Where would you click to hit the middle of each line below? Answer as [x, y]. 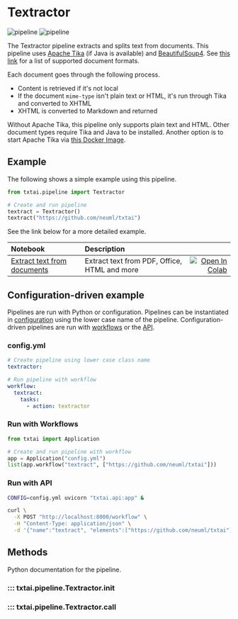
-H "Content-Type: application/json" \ [73, 524]
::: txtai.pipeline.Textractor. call [62, 607]
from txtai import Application [53, 439]
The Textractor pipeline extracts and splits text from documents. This [108, 45]
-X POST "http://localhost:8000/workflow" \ [80, 517]
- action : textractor [58, 406]
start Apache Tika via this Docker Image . [67, 140]
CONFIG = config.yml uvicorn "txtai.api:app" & [75, 498]
